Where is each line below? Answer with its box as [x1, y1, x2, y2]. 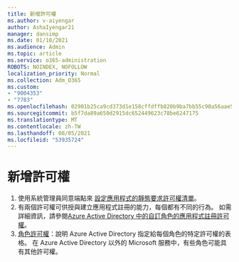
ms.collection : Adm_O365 [7, 76, 81, 84]
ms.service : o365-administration [7, 57, 107, 64]
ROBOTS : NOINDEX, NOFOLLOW [7, 63, 87, 70]
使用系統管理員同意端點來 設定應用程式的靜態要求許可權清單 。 [17, 194, 201, 203]
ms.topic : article [7, 51, 62, 58]
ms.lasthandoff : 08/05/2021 [7, 130, 91, 137]
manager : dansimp [7, 30, 59, 38]
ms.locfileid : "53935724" [7, 136, 84, 143]
